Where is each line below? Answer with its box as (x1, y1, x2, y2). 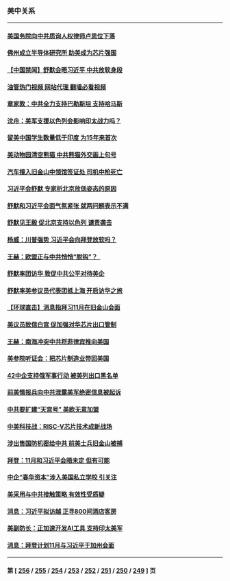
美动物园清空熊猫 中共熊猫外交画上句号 (7, 151, 117, 159)
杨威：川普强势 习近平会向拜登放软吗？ (7, 235, 117, 244)
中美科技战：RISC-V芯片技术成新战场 (7, 422, 113, 430)
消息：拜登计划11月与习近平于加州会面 (7, 541, 115, 549)
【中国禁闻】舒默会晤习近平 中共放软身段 (7, 66, 123, 74)
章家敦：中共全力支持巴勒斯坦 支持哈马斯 (7, 99, 123, 108)
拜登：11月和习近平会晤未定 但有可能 (7, 456, 110, 464)
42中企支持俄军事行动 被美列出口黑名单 (7, 371, 118, 379)
